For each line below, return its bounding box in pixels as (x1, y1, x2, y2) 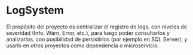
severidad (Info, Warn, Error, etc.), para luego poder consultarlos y (6, 29, 170, 36)
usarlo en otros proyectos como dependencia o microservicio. (6, 42, 160, 49)
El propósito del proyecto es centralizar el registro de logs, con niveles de (6, 23, 187, 30)
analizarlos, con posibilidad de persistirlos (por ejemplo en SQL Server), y (6, 35, 188, 43)
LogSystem (6, 4, 64, 17)
